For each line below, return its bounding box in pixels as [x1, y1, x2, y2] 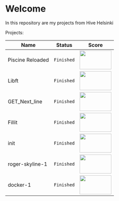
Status [56, 41, 72, 48]
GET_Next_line [8, 98, 43, 105]
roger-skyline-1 [8, 160, 48, 167]
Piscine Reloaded [8, 56, 49, 63]
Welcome [5, 3, 46, 15]
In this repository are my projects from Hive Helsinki [5, 20, 114, 26]
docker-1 [8, 181, 31, 188]
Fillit [8, 119, 18, 126]
